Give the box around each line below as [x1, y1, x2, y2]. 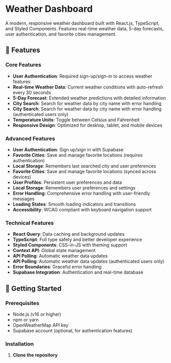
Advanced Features [5, 135, 55, 142]
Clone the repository [12, 352, 58, 358]
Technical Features [5, 219, 54, 226]
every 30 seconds [12, 89, 51, 95]
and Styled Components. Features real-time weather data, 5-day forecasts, [5, 25, 164, 31]
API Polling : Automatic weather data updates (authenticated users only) [12, 258, 165, 264]
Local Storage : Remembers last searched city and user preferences [12, 163, 156, 169]
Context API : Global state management [12, 247, 96, 254]
